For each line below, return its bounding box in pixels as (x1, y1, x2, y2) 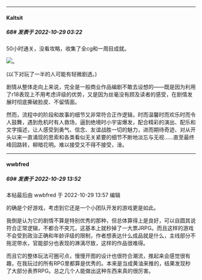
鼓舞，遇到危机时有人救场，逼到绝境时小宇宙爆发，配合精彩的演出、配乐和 (11, 118, 196, 126)
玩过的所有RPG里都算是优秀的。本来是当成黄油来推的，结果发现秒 (26, 260, 191, 267)
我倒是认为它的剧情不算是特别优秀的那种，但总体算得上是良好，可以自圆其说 (6, 217, 196, 224)
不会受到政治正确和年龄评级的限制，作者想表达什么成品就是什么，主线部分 (6, 232, 191, 239)
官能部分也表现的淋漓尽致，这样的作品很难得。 (32, 240, 148, 247)
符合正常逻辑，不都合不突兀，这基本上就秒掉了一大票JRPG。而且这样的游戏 (6, 225, 194, 232)
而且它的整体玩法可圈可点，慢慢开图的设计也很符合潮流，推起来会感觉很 (6, 252, 185, 260)
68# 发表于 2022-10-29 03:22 (6, 28, 83, 36)
